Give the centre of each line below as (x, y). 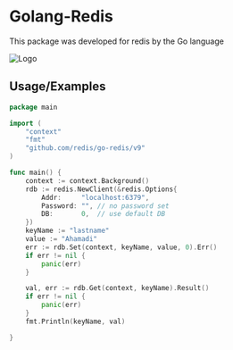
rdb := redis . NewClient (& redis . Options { (101, 189)
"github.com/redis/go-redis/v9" (85, 148)
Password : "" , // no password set (105, 206)
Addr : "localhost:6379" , (96, 197)
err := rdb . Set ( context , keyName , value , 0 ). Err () (121, 247)
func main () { (36, 172)
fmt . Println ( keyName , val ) (75, 321)
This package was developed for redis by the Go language (117, 41)
